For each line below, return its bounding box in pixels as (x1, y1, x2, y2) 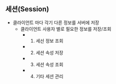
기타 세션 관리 (35, 73, 64, 79)
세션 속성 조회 (35, 61, 64, 68)
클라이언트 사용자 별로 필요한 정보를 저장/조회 (20, 26, 111, 32)
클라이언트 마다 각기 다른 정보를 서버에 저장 (12, 19, 100, 26)
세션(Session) (5, 5, 49, 14)
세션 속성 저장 (35, 49, 64, 55)
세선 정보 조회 (35, 37, 64, 44)
